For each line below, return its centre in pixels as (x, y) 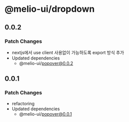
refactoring (23, 103)
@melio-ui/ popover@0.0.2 (46, 63)
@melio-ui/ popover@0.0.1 (45, 114)
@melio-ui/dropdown (50, 9)
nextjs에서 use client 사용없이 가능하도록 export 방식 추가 (68, 52)
